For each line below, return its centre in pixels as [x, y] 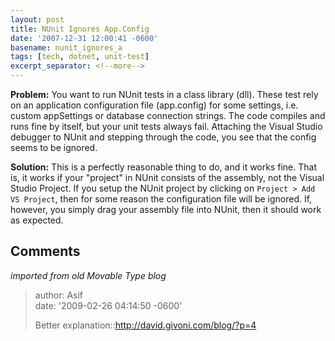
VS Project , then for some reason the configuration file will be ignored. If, [161, 199]
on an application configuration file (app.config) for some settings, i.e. [154, 105]
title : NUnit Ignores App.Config [80, 29]
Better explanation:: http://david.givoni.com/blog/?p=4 [145, 325]
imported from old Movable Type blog [88, 275]
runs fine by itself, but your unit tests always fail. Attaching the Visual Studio [166, 126]
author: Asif [59, 295]
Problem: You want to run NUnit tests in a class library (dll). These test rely [164, 94]
